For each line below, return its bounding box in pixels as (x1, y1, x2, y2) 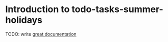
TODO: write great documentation (5, 31, 77, 37)
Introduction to (5, 4, 70, 15)
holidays (5, 14, 42, 26)
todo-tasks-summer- (71, 4, 163, 15)
